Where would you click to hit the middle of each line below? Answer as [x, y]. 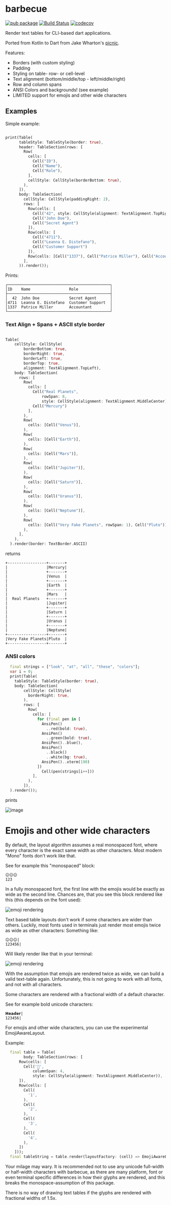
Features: [15, 53]
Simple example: [23, 124]
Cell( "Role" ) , [47, 171]
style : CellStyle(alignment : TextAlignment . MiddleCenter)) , [97, 1076]
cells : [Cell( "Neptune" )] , [56, 511]
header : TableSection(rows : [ [51, 147]
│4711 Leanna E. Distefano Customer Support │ [59, 303]
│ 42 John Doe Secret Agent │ [59, 298]
